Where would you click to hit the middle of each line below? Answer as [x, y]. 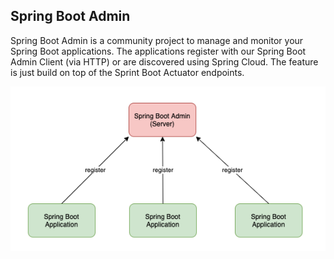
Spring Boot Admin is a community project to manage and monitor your [157, 40]
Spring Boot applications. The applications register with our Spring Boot [158, 51]
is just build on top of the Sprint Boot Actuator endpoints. [127, 72]
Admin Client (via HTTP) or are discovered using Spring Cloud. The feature [164, 61]
